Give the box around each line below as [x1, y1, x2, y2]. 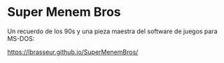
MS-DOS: [7, 34, 35, 42]
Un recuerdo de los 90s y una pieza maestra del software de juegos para [7, 27, 218, 35]
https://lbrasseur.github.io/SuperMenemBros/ [7, 48, 139, 56]
